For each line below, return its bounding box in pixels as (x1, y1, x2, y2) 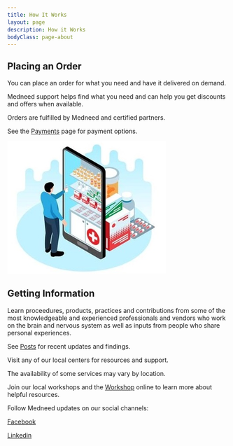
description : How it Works (7, 26, 86, 33)
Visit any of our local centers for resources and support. (7, 356, 169, 364)
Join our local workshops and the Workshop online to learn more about (7, 382, 212, 391)
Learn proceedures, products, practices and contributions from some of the (7, 306, 226, 314)
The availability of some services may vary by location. (7, 369, 166, 377)
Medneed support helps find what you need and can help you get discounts (7, 92, 226, 101)
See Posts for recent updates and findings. (7, 342, 131, 350)
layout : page (7, 18, 45, 26)
